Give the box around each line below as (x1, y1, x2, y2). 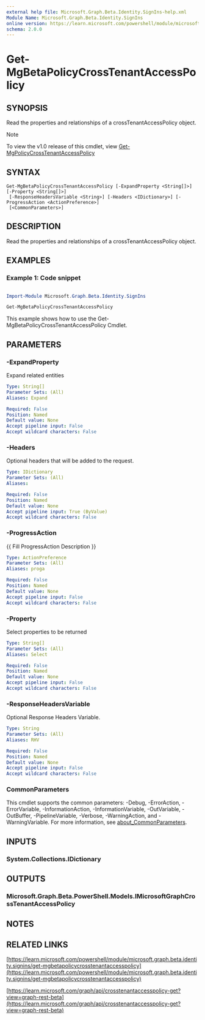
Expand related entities (6, 372, 64, 379)
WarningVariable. (6, 818, 50, 826)
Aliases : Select (6, 651, 48, 657)
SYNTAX (6, 167, 41, 178)
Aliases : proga (6, 566, 45, 572)
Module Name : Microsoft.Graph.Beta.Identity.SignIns (6, 15, 143, 21)
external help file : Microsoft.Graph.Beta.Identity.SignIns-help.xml (6, 9, 187, 15)
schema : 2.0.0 (6, 26, 43, 32)
